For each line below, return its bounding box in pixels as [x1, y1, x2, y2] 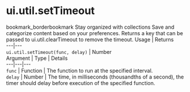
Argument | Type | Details [6, 54, 68, 62]
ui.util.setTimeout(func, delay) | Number [6, 48, 112, 55]
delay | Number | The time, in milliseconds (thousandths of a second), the [6, 73, 184, 80]
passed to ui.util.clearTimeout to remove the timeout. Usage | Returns [6, 36, 174, 43]
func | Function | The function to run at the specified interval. [6, 67, 153, 74]
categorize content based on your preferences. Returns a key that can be [6, 29, 184, 36]
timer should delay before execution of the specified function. [6, 79, 155, 86]
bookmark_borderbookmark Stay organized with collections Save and [6, 23, 175, 30]
